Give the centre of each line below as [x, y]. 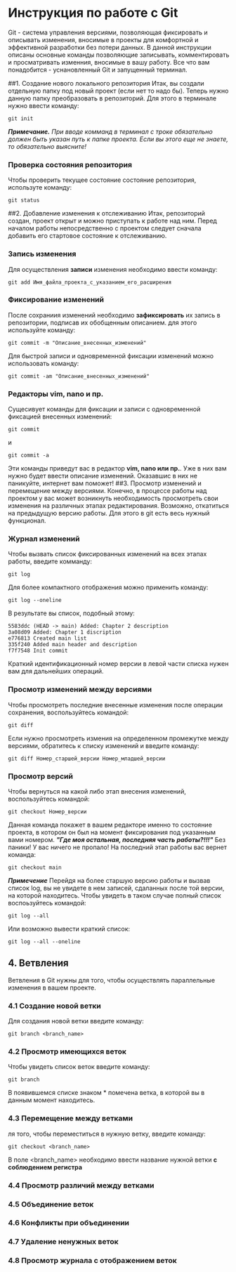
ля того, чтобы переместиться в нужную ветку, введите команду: [107, 1134]
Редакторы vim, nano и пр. [56, 393]
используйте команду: [42, 330]
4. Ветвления [38, 963]
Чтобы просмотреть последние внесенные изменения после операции [116, 704]
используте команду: [40, 188]
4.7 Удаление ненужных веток [63, 1242]
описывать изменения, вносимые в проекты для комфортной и [103, 39]
